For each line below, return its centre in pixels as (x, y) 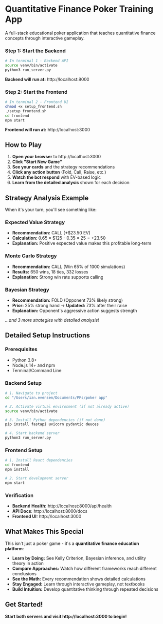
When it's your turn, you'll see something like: (51, 210)
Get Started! (24, 605)
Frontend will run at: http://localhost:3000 (47, 129)
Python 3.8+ (25, 360)
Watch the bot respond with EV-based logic (56, 177)
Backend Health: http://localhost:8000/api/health (62, 506)
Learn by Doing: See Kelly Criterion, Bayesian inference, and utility (79, 558)
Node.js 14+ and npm (33, 365)
